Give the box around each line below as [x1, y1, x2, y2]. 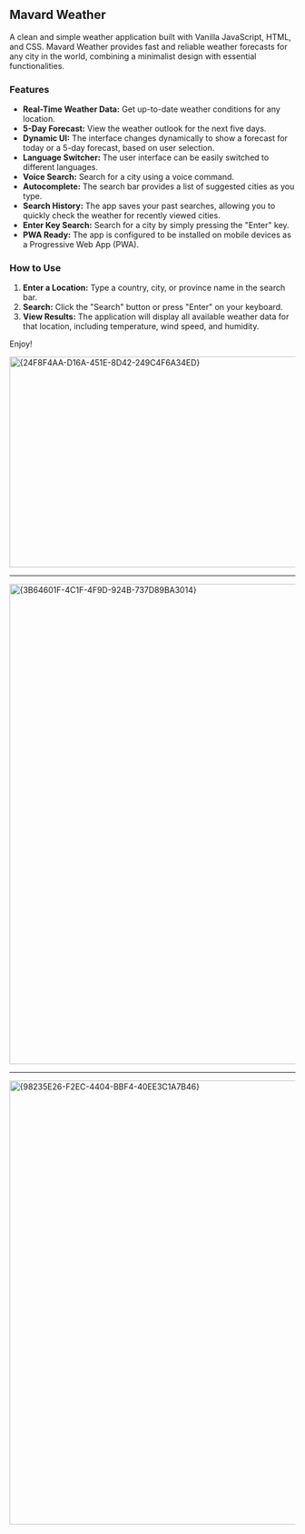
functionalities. [9, 60, 65, 71]
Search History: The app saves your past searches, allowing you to [22, 200, 276, 212]
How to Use [9, 262, 62, 275]
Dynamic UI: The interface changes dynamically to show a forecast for [22, 133, 289, 144]
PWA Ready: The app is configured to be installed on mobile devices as [22, 229, 292, 240]
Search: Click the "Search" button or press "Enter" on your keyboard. [22, 302, 283, 313]
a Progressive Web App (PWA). [22, 239, 139, 250]
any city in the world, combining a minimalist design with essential [9, 50, 257, 62]
